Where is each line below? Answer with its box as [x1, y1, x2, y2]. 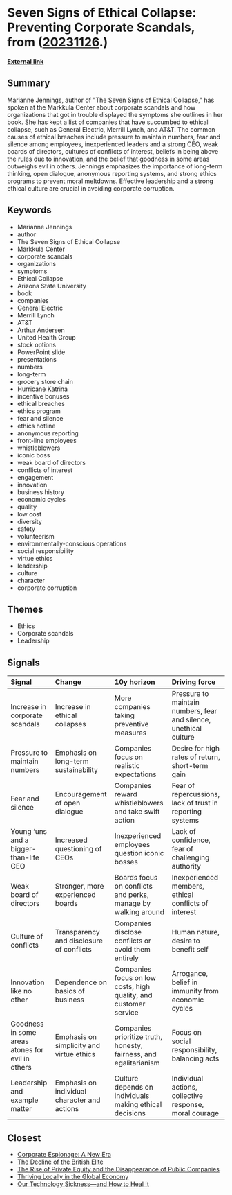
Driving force [171, 677, 216, 687]
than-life [10, 853, 40, 862]
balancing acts [171, 1054, 220, 1063]
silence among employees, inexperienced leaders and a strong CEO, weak [7, 140, 219, 148]
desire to [171, 936, 200, 945]
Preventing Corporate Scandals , [7, 19, 195, 35]
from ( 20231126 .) [7, 35, 108, 50]
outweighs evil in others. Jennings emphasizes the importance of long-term [7, 162, 223, 171]
